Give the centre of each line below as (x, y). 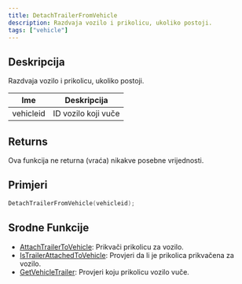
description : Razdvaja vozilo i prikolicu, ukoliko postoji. (110, 23)
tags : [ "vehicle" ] (38, 30)
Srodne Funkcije (49, 228)
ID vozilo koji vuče (86, 113)
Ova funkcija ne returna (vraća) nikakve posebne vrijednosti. (106, 160)
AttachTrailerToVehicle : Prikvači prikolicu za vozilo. (102, 247)
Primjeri (28, 185)
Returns (28, 141)
